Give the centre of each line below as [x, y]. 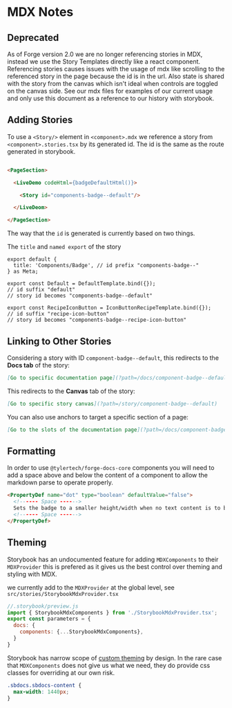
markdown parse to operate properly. [60, 482]
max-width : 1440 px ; [41, 692]
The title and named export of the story [64, 247]
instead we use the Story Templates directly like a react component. [104, 62]
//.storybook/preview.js [43, 606]
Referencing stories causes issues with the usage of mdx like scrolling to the [116, 69]
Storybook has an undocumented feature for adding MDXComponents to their [113, 559]
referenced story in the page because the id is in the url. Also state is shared [116, 76]
